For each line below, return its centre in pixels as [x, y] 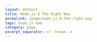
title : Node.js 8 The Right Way [38, 14]
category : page [20, 28]
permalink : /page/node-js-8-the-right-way [48, 18]
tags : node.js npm [24, 23]
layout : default [21, 9]
